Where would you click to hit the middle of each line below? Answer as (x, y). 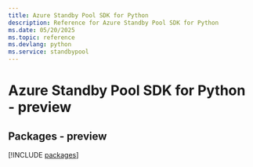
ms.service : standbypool (49, 52)
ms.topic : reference (42, 37)
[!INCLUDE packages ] (43, 155)
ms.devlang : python (40, 45)
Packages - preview (58, 136)
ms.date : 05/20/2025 (42, 30)
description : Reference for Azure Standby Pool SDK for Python (114, 23)
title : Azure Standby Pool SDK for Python (78, 15)
